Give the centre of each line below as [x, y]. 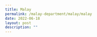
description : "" [21, 27]
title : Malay [18, 9]
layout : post [18, 23]
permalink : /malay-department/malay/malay [48, 14]
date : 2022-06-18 [23, 18]
